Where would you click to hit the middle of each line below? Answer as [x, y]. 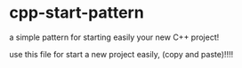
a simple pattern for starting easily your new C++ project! [114, 37]
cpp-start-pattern [77, 13]
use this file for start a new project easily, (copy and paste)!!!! [121, 54]
